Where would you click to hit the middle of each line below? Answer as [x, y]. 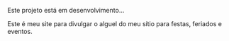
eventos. [20, 31]
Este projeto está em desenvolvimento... [66, 10]
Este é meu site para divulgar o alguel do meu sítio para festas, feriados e [114, 24]
